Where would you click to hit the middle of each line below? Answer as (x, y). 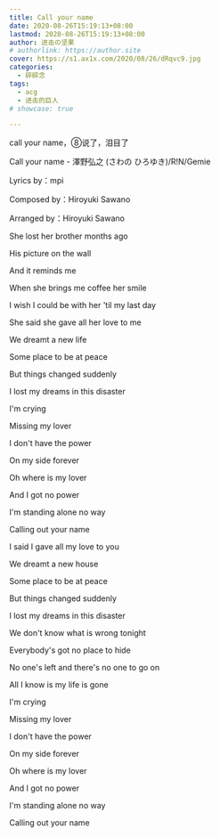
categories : (31, 68)
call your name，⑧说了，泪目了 (69, 142)
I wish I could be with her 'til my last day (82, 305)
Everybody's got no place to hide (70, 650)
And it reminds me (43, 271)
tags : (19, 84)
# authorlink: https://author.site (75, 51)
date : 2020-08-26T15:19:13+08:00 (71, 26)
